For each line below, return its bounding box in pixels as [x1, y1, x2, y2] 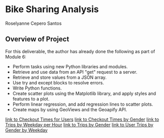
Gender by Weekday [5, 127, 48, 133]
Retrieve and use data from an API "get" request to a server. [12, 69, 138, 75]
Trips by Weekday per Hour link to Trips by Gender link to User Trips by [5, 121, 154, 127]
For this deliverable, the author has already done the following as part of [5, 48, 155, 54]
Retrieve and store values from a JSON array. [12, 74, 107, 80]
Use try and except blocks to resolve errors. [12, 79, 104, 85]
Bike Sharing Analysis [5, 4, 99, 15]
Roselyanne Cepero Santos [5, 20, 62, 26]
